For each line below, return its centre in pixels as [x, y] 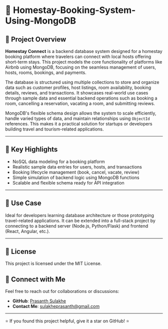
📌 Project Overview [36, 39]
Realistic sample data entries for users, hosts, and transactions [77, 166]
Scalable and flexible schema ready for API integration [68, 182]
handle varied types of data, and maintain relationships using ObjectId [77, 118]
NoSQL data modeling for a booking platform [58, 161]
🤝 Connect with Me [35, 279]
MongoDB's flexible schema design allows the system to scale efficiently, [81, 113]
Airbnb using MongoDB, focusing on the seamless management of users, [81, 67]
